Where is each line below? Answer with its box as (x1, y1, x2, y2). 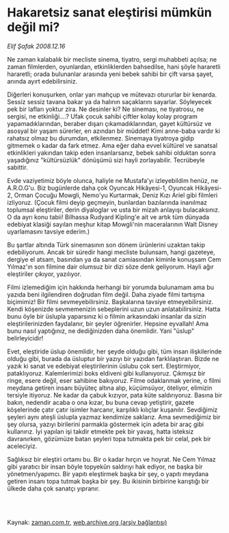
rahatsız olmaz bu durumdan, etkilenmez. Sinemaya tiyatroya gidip (7, 134, 195, 142)
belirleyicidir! (7, 334, 44, 342)
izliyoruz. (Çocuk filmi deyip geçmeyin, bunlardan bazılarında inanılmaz (7, 198, 207, 206)
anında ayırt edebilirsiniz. (7, 77, 78, 85)
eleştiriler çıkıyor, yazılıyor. (7, 269, 82, 278)
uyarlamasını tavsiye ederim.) (7, 227, 90, 236)
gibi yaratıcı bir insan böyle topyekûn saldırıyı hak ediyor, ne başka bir (7, 462, 203, 471)
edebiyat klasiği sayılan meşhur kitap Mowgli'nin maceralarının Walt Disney (7, 220, 218, 228)
